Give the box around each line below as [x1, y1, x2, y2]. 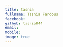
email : [5, 25, 19, 30]
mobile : [5, 30, 21, 35]
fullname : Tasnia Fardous [5, 12, 58, 17]
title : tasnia [5, 7, 34, 12]
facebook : [5, 16, 26, 21]
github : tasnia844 [5, 21, 43, 26]
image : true [5, 35, 30, 40]
